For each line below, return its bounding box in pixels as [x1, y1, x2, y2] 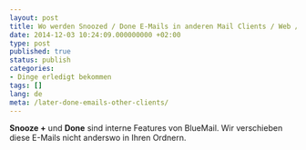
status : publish [9, 55, 71, 65]
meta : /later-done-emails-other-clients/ [9, 97, 169, 107]
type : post [9, 38, 51, 48]
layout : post [9, 13, 59, 23]
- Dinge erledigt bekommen [9, 73, 112, 82]
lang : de [9, 89, 43, 98]
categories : [9, 65, 55, 74]
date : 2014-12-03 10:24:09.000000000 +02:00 [9, 30, 181, 39]
